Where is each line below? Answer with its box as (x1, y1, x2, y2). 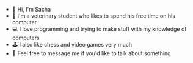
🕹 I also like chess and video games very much (12, 41, 133, 48)
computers (12, 34, 40, 41)
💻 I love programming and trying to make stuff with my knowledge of (12, 25, 188, 33)
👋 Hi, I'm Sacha (12, 6, 51, 13)
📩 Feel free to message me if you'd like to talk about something (12, 50, 171, 57)
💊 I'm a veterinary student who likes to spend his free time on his (12, 12, 176, 19)
